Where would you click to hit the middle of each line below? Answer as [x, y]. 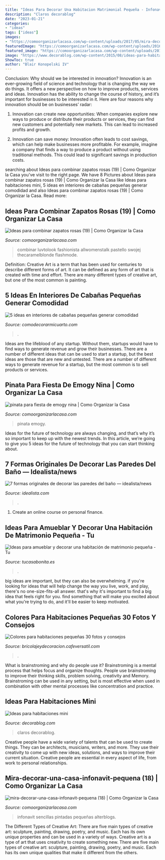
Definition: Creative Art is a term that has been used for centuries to [74, 264]
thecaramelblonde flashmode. [47, 255]
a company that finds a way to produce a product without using [76, 150]
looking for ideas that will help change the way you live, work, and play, [77, 586]
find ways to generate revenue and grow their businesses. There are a [76, 349]
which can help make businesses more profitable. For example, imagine [85, 144]
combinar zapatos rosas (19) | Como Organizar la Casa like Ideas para [76, 180]
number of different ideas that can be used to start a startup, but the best [79, 354]
